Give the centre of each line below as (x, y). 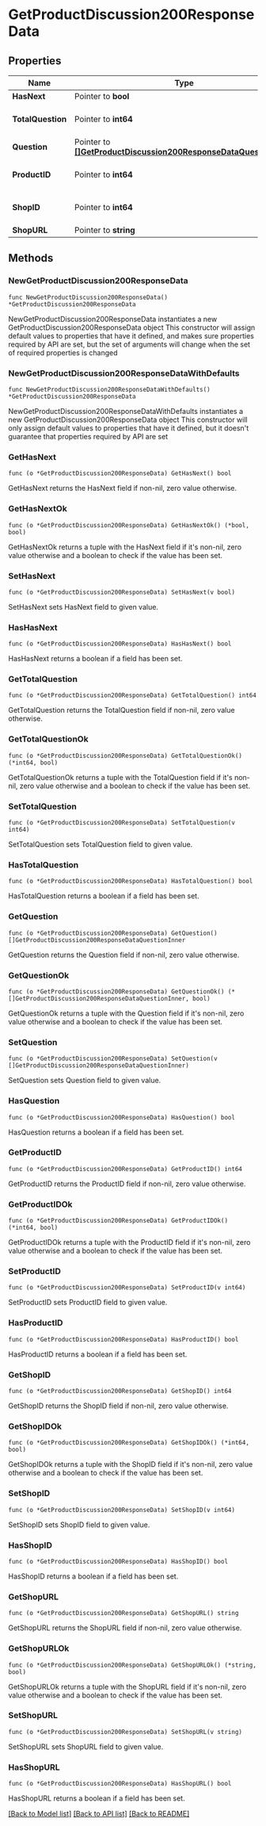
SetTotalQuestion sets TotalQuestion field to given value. (101, 844)
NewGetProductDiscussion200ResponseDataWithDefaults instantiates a (126, 411)
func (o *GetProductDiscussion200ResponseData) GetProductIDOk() (118, 1221)
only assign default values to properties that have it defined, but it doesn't (129, 428)
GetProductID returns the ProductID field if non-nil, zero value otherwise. (127, 1184)
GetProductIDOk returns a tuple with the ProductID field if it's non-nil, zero (129, 1242)
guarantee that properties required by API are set (88, 436)
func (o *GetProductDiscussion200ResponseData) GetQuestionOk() (116, 991)
